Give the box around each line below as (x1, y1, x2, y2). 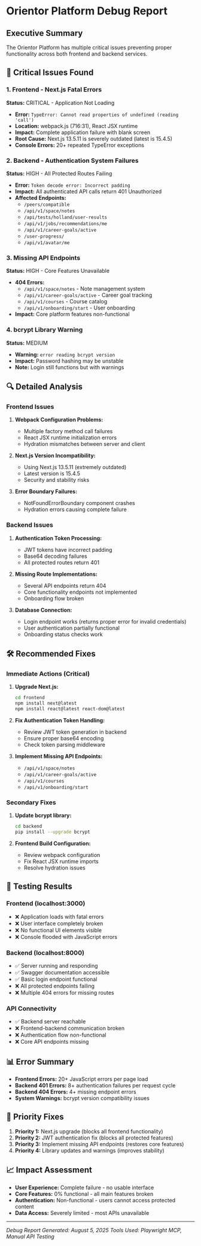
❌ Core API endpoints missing (14, 1038, 89, 1046)
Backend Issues (6, 521, 54, 529)
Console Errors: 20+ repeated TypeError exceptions (14, 141, 145, 148)
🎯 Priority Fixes (6, 1112, 64, 1122)
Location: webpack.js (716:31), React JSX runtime (14, 122, 138, 129)
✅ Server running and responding (14, 962, 98, 969)
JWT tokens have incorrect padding (23, 546, 112, 553)
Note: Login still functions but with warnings (14, 363, 124, 370)
